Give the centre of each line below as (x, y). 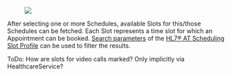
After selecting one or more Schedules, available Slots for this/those (104, 23)
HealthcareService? (35, 66)
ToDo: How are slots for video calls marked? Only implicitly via (96, 59)
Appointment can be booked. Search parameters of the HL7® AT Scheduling (116, 38)
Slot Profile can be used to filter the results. (69, 46)
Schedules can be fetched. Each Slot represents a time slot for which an (110, 31)
